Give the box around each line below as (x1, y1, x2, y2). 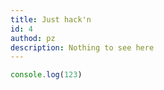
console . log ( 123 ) (10, 70, 83, 80)
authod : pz (10, 33, 56, 43)
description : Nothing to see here (10, 42, 155, 53)
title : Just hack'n (10, 14, 92, 25)
